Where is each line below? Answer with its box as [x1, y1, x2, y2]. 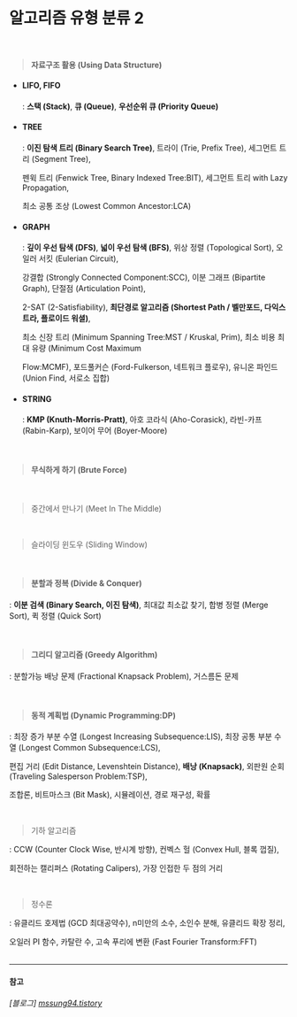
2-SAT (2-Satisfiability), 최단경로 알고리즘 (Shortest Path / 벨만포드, [21, 302, 263, 312]
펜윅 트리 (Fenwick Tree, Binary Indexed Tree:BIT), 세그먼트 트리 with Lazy [21, 172, 288, 182]
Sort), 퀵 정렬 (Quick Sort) [9, 610, 102, 620]
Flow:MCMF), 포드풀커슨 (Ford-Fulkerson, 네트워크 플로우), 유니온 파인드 [21, 362, 278, 373]
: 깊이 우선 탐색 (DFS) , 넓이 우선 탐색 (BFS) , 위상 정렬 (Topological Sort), [21, 243, 274, 253]
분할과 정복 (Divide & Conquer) [30, 578, 142, 589]
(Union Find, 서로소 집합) [21, 373, 110, 383]
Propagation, [21, 182, 69, 193]
